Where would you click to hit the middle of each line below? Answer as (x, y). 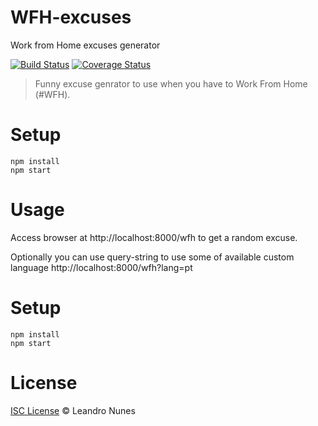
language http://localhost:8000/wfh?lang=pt (101, 267)
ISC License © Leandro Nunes (73, 410)
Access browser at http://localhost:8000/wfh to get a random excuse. (154, 237)
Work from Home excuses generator (85, 45)
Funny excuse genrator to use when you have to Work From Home (171, 83)
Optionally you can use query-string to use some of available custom (152, 257)
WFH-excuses (71, 17)
